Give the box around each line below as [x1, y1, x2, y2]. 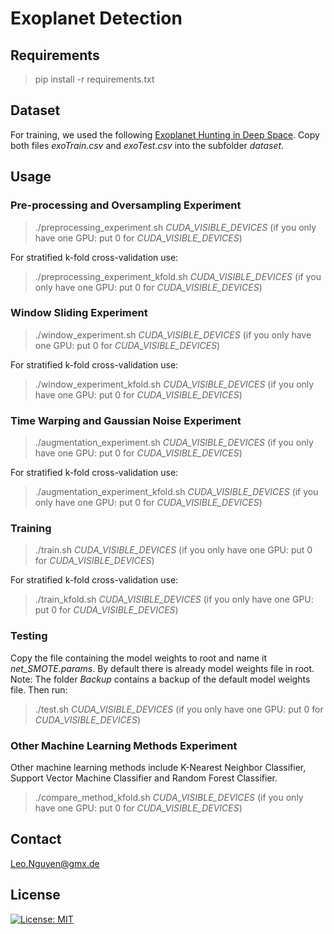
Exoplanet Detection [10, 7, 183, 30]
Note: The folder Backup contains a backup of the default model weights [10, 673, 311, 685]
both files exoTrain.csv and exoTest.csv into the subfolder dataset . [10, 139, 285, 151]
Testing [10, 629, 48, 643]
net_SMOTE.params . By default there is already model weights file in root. [10, 662, 315, 674]
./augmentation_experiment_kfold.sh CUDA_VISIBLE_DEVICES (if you [34, 486, 319, 498]
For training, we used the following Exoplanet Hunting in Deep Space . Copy [10, 128, 320, 141]
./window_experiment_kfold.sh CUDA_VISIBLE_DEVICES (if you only [34, 378, 315, 390]
